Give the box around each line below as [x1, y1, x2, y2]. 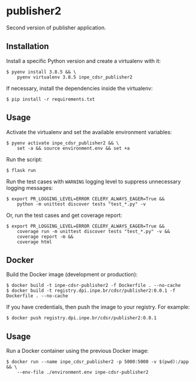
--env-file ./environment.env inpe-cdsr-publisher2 [17, 370, 149, 376]
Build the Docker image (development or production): [6, 271, 138, 278]
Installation [6, 41, 49, 52]
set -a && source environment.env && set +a [17, 145, 130, 151]
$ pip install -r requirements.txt [6, 96, 95, 102]
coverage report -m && [17, 234, 74, 240]
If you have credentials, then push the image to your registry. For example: [6, 304, 190, 311]
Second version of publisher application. [6, 24, 106, 31]
